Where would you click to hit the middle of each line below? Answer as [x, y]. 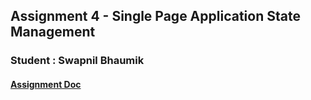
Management [53, 32]
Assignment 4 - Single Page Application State [155, 16]
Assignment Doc [46, 84]
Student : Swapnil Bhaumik [77, 61]
